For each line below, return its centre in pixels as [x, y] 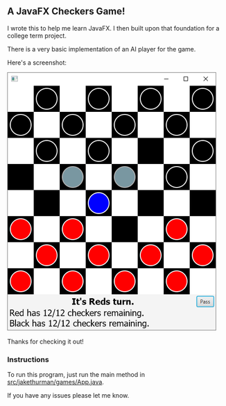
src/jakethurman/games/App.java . [55, 382]
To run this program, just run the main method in [76, 375]
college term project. [37, 35]
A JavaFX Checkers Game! [66, 11]
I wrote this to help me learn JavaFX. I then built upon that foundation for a [113, 28]
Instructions [28, 359]
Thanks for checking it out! [46, 341]
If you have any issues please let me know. [68, 396]
